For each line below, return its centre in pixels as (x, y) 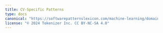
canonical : (16, 18)
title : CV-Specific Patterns (34, 9)
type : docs (16, 14)
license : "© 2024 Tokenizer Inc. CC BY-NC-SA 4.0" (57, 23)
